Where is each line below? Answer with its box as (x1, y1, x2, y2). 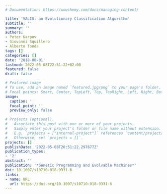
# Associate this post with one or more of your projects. (5, 122, 135, 127)
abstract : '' (5, 158, 32, 163)
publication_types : (5, 149, 46, 154)
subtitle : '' (5, 21, 32, 26)
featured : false (5, 67, 39, 72)
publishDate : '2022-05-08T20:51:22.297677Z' (5, 145, 99, 149)
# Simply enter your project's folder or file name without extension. (5, 126, 162, 131)
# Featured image (5, 80, 41, 86)
